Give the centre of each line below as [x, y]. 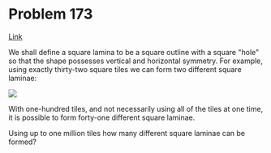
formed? [22, 142]
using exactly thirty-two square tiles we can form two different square [125, 69]
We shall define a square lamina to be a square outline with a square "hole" [134, 52]
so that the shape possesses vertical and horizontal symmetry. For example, [136, 61]
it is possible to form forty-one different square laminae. [102, 117]
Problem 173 [51, 14]
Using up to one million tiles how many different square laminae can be [127, 133]
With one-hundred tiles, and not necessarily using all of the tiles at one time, [136, 108]
